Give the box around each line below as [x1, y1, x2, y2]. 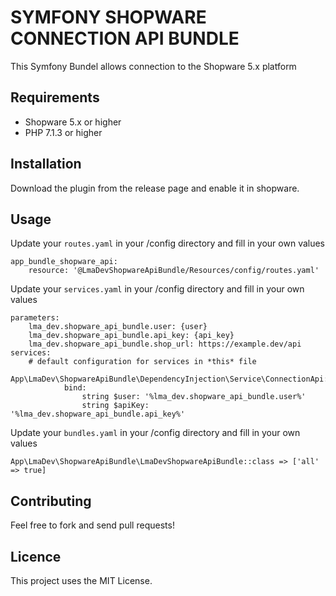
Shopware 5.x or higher [24, 116, 122, 128]
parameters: [10, 313, 60, 323]
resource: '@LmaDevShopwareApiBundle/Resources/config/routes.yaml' [28, 266, 320, 276]
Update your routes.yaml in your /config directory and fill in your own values [10, 237, 326, 250]
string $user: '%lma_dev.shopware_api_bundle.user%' [81, 392, 307, 402]
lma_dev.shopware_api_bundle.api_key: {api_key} [28, 331, 235, 341]
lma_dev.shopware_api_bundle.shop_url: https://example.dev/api [28, 339, 302, 350]
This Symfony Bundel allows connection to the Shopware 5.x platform [10, 60, 297, 72]
